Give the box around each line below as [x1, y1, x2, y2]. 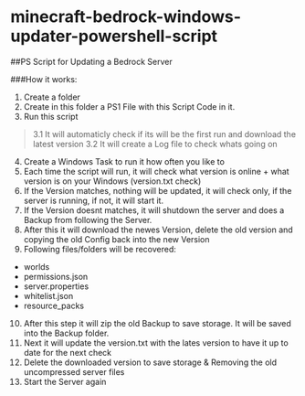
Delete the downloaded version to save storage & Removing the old [23, 357, 278, 368]
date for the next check [23, 347, 112, 358]
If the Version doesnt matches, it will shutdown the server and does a [23, 204, 285, 216]
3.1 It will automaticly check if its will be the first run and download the [32, 128, 296, 139]
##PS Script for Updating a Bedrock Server [10, 56, 173, 67]
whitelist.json [23, 290, 74, 301]
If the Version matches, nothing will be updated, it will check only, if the [23, 185, 292, 196]
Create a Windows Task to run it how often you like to [23, 155, 225, 166]
